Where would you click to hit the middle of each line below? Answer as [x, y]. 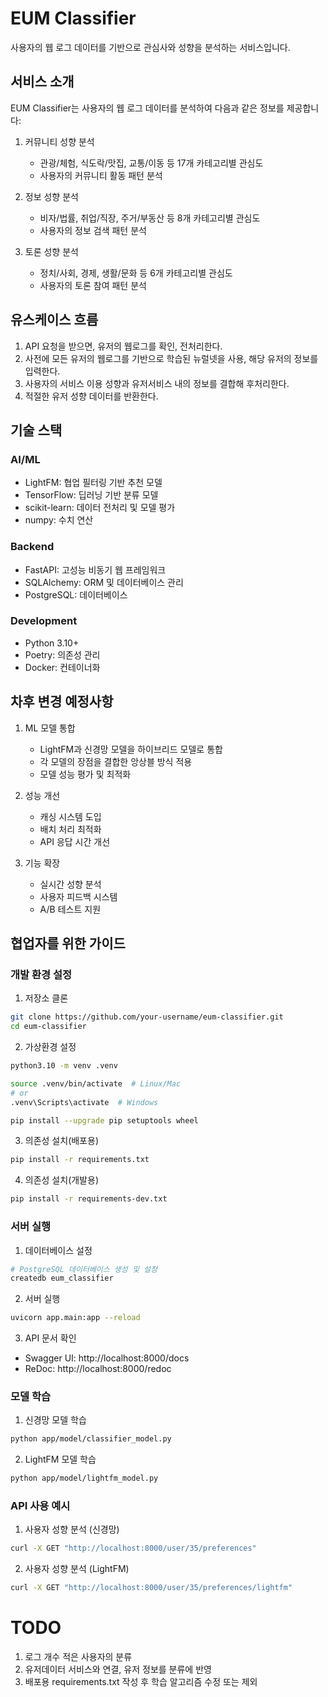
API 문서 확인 [50, 1338]
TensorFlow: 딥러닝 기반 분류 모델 [91, 495]
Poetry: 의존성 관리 [62, 654]
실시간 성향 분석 [70, 884]
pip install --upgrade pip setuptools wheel [104, 1120]
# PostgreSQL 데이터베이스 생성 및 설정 [84, 1269]
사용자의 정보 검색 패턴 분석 [93, 230]
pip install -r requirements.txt [80, 1160]
